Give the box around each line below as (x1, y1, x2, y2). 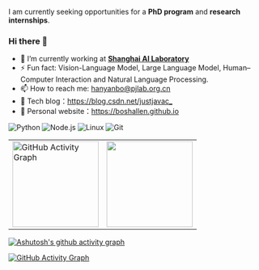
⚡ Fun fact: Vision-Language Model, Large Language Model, (19, 63, 222, 73)
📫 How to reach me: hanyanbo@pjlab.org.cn (19, 84, 172, 94)
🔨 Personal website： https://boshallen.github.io (19, 107, 180, 116)
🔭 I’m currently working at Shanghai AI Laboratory (19, 54, 189, 64)
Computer (19, 74, 54, 84)
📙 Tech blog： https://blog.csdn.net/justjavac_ (19, 96, 172, 106)
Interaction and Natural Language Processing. (55, 74, 209, 84)
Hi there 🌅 (8, 36, 49, 47)
